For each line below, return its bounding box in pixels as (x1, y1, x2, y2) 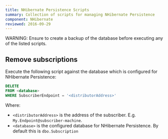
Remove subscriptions (5, 55, 78, 63)
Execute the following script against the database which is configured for (5, 68, 158, 75)
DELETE (5, 84, 19, 89)
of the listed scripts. (5, 41, 47, 47)
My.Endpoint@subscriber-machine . (12, 117, 82, 123)
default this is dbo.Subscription (12, 128, 78, 134)
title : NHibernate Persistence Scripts (5, 7, 90, 13)
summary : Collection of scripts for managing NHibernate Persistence (5, 12, 155, 17)
